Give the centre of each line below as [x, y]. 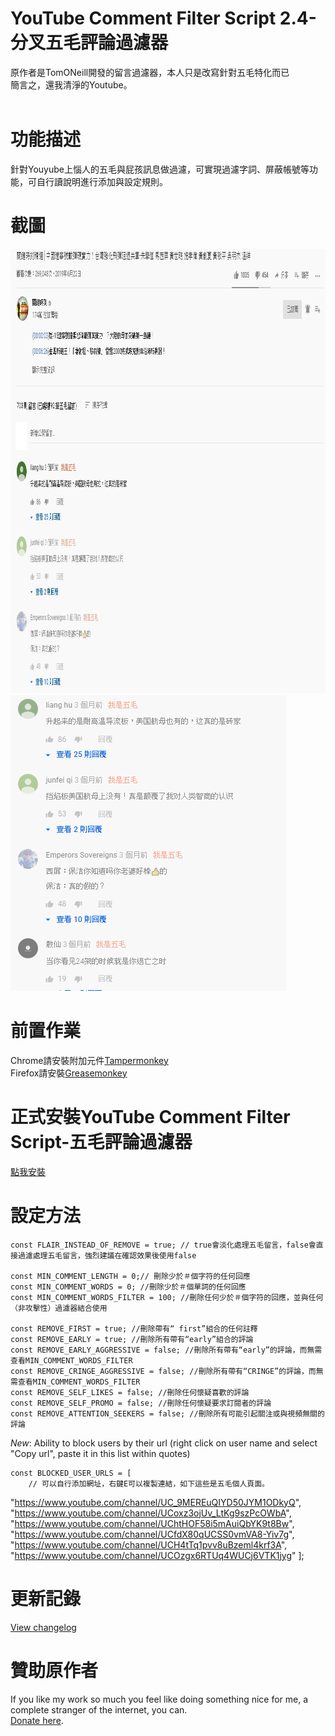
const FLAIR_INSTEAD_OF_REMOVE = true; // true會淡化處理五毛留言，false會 [163, 1245]
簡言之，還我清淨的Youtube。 [71, 84]
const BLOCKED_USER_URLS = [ [71, 1473]
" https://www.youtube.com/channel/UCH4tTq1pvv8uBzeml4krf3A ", [149, 1544]
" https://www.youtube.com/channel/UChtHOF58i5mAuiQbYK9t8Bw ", [152, 1523]
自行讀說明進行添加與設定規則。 [102, 181]
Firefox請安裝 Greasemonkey [69, 1073]
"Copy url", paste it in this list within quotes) [100, 1453]
